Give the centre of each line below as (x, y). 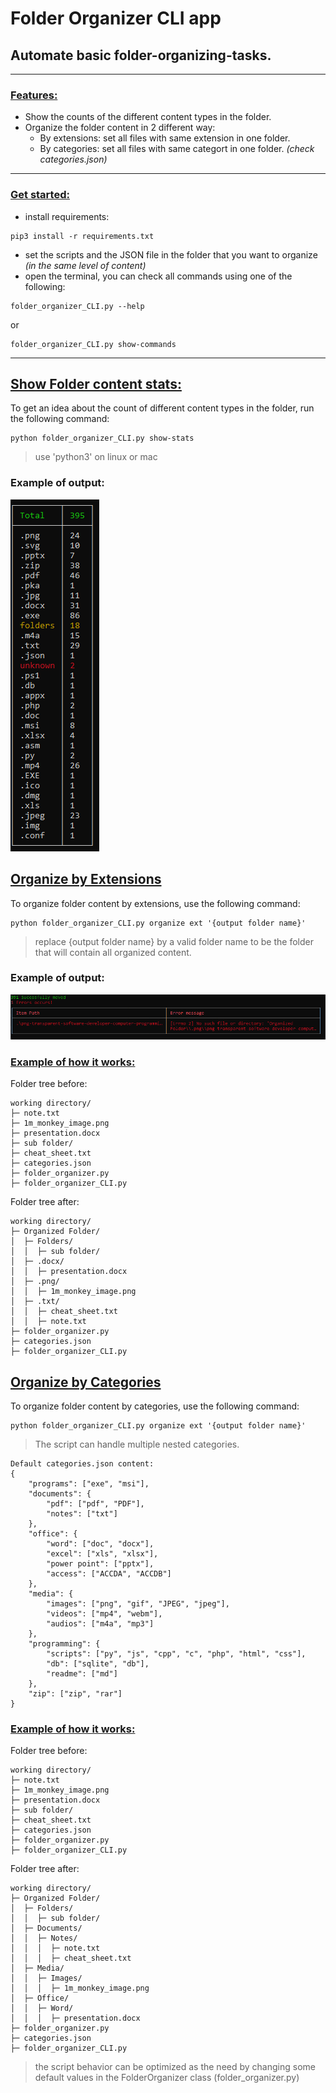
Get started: (40, 195)
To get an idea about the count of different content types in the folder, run (162, 408)
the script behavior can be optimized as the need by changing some (175, 2067)
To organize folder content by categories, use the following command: (155, 1406)
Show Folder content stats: (96, 383)
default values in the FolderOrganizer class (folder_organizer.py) (167, 2078)
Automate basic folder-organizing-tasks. (141, 55)
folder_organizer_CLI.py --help (77, 306)
